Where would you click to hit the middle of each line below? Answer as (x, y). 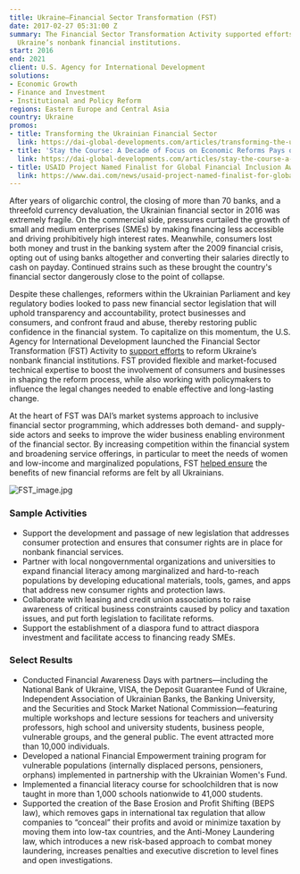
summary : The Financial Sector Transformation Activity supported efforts (151, 34)
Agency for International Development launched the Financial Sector (135, 341)
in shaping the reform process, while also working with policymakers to (140, 380)
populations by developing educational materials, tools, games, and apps (156, 580)
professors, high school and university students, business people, (143, 727)
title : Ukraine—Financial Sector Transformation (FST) (113, 17)
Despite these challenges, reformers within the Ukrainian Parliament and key (150, 294)
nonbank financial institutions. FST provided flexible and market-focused (143, 361)
